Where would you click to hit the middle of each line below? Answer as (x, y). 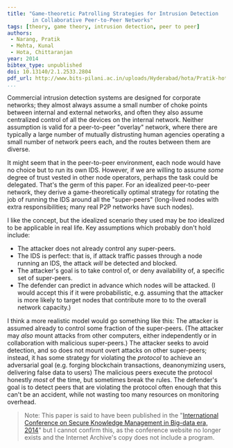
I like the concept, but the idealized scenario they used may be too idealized (116, 221)
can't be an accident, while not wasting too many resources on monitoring (113, 395)
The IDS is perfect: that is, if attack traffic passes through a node (110, 256)
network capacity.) (44, 308)
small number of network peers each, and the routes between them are (109, 142)
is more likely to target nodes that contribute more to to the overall (112, 300)
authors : (20, 33)
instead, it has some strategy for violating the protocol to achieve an (104, 358)
